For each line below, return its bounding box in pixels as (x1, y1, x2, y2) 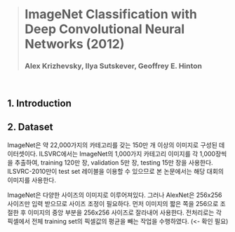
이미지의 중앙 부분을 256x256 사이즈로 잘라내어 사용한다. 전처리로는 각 (27, 208, 222, 217)
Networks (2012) (24, 36, 125, 52)
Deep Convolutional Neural (24, 21, 185, 37)
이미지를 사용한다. (7, 175, 57, 184)
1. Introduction (7, 97, 72, 109)
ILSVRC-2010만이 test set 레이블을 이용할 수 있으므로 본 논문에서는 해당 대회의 (7, 167, 224, 175)
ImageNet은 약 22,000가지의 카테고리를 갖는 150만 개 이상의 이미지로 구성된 (7, 140, 217, 149)
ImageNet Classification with (24, 6, 198, 22)
